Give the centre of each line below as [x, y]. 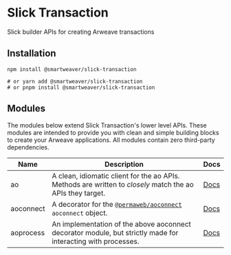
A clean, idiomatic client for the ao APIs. [115, 176]
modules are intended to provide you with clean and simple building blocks [113, 132]
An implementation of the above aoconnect [121, 224]
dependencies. [28, 147]
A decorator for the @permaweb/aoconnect [117, 204]
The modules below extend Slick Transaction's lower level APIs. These [107, 125]
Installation [32, 53]
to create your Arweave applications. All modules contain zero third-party [111, 140]
